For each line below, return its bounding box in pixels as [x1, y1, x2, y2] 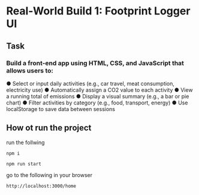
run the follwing [6, 139, 45, 146]
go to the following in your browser [6, 171, 93, 178]
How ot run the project [6, 123, 92, 133]
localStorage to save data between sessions [6, 105, 116, 112]
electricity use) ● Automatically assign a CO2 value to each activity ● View [6, 86, 193, 94]
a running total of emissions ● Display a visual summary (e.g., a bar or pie [6, 92, 189, 100]
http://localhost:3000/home [6, 183, 77, 189]
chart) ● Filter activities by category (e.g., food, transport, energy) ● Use [6, 99, 188, 106]
